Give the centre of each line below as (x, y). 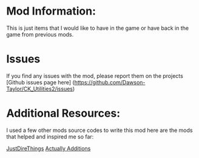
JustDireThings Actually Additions (49, 148)
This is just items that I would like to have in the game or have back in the (98, 28)
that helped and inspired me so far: (50, 136)
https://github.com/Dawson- (110, 82)
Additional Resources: (63, 113)
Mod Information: (51, 11)
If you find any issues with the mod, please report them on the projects (95, 76)
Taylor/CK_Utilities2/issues (39, 89)
